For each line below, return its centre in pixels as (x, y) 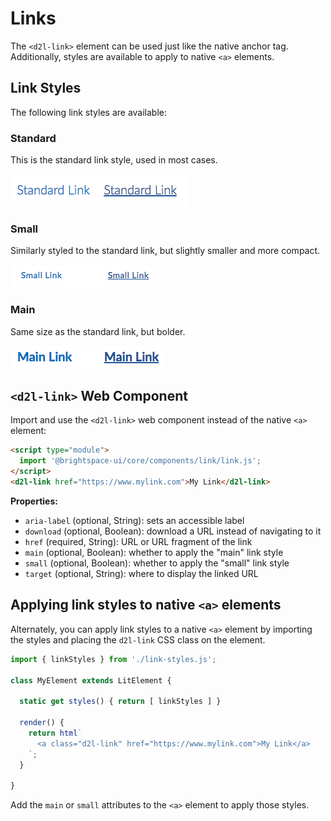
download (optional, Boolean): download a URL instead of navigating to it (173, 531)
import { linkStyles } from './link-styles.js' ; (113, 659)
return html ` (55, 733)
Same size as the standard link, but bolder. (98, 331)
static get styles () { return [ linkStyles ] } (120, 702)
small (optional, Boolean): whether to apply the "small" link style (157, 563)
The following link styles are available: (88, 112)
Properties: (34, 501)
